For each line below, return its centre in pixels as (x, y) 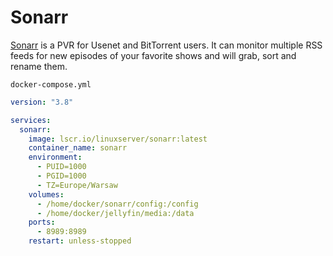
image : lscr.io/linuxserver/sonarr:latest (118, 139)
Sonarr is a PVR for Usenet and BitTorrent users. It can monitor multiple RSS (166, 45)
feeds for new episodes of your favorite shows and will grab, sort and (153, 55)
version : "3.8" (42, 102)
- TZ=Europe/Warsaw (77, 185)
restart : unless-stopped (80, 241)
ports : (42, 222)
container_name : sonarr (78, 148)
